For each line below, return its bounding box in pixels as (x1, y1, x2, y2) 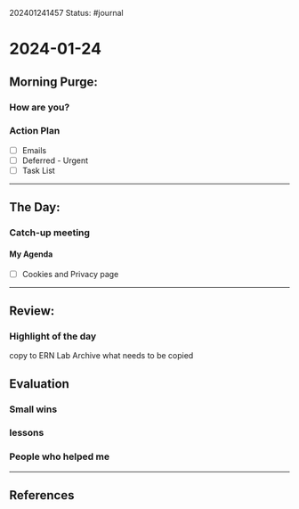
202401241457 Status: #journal (9, 8, 124, 18)
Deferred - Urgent (21, 155, 89, 166)
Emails (21, 144, 47, 155)
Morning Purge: (9, 74, 98, 89)
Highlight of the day (9, 330, 97, 342)
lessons (9, 427, 44, 439)
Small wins (9, 403, 58, 415)
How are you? (9, 101, 70, 113)
